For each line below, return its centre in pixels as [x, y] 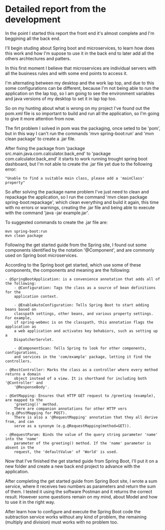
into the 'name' [22, 439]
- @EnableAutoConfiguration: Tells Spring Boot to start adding [82, 305]
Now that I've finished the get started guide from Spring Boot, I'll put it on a [82, 461]
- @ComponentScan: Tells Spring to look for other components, [81, 348]
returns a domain [23, 374]
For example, [19, 318]
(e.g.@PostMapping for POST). [36, 413]
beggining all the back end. [33, 38]
